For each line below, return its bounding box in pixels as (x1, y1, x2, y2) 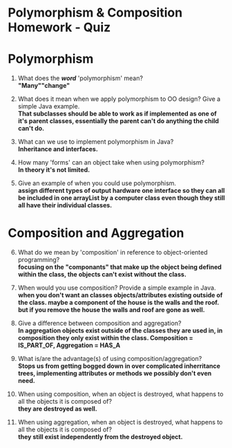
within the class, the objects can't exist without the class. (17, 270, 187, 279)
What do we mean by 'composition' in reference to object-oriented (17, 248, 208, 256)
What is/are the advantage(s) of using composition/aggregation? (17, 355, 202, 363)
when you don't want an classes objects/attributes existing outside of (17, 291, 223, 299)
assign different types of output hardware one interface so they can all (17, 187, 225, 195)
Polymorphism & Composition (8, 5, 183, 21)
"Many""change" (17, 82, 70, 90)
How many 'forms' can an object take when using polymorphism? (17, 158, 205, 167)
